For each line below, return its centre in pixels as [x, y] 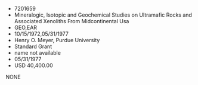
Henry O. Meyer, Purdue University [57, 40]
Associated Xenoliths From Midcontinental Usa [72, 21]
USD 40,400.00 [33, 65]
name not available [37, 53]
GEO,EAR [25, 27]
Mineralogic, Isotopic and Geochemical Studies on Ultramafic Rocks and [103, 15]
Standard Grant [33, 46]
